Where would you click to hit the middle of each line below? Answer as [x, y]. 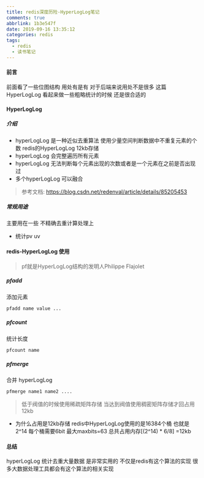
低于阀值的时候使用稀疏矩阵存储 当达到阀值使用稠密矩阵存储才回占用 [108, 404]
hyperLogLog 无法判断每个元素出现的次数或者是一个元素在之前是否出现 [105, 163]
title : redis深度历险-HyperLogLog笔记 [53, 12]
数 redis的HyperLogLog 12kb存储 [57, 148]
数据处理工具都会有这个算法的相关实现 [65, 469]
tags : [13, 40]
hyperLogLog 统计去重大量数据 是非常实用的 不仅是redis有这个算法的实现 [99, 461]
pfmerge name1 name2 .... [39, 392]
